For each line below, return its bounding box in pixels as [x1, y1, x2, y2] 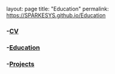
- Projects [6, 59, 35, 68]
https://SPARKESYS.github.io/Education [6, 12, 106, 19]
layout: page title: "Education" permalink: [6, 6, 110, 12]
